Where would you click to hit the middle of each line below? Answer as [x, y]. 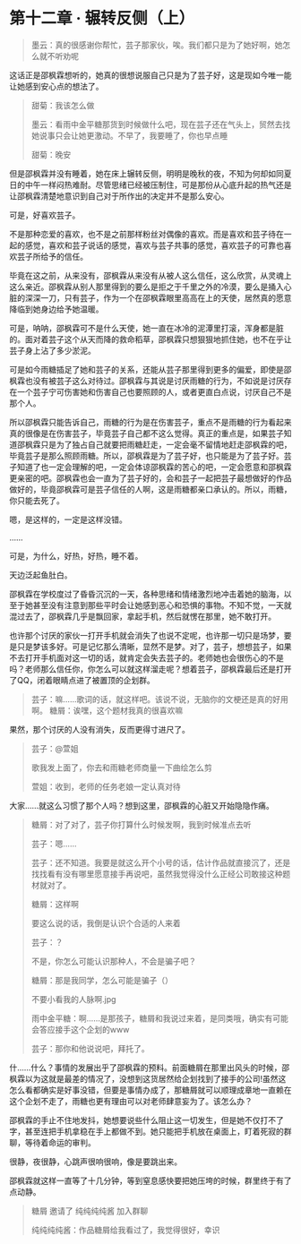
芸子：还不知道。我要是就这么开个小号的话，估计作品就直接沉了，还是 [161, 862]
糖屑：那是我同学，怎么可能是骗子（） [102, 980]
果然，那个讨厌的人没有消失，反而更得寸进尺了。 [99, 729]
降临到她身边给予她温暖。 [56, 309]
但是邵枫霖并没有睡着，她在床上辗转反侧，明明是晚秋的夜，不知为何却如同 [146, 173]
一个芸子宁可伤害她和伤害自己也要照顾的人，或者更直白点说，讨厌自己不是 [154, 391]
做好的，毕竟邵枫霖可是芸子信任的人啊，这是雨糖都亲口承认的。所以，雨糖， [150, 489]
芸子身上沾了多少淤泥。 [52, 350]
